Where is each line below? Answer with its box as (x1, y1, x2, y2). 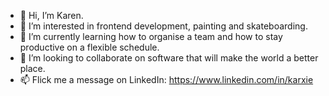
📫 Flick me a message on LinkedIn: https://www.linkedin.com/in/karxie (19, 74, 314, 85)
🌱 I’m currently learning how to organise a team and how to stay (19, 31, 283, 42)
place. (19, 63, 46, 74)
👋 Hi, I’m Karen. (19, 10, 84, 21)
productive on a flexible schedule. (19, 41, 160, 53)
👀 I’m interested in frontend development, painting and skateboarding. (19, 20, 308, 32)
